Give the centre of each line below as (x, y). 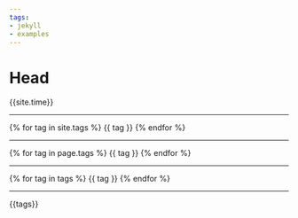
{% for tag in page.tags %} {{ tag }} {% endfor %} (100, 153)
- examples (29, 34)
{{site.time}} (31, 102)
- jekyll (25, 26)
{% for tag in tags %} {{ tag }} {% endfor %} (90, 179)
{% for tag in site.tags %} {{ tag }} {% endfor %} (98, 128)
